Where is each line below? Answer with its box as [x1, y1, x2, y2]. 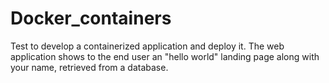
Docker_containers [10, 7, 172, 30]
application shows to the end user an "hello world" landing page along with [10, 50, 320, 62]
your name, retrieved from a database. [10, 61, 169, 73]
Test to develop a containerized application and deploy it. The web [10, 40, 285, 52]
